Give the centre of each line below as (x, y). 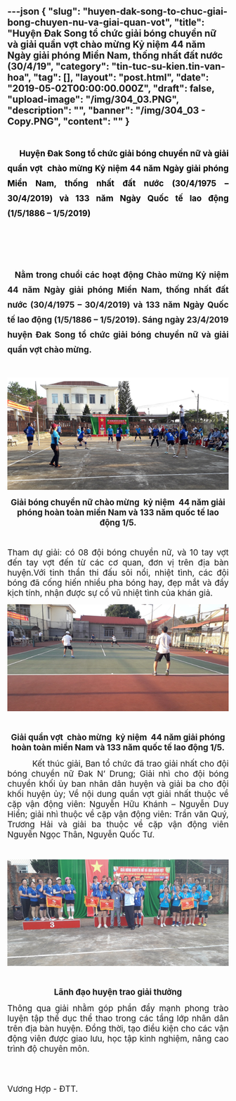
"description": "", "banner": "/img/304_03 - (106, 111)
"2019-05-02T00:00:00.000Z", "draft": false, (111, 88)
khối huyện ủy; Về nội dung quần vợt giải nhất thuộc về (118, 794)
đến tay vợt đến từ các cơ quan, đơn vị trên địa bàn (118, 562)
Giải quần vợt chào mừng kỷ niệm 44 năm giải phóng (118, 737)
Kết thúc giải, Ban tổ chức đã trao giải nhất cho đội (130, 764)
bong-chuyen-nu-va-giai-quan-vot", (90, 23)
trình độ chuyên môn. (48, 1049)
